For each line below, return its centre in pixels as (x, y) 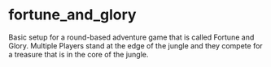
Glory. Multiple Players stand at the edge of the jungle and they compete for (135, 45)
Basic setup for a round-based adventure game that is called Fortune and (131, 37)
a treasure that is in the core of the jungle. (79, 54)
